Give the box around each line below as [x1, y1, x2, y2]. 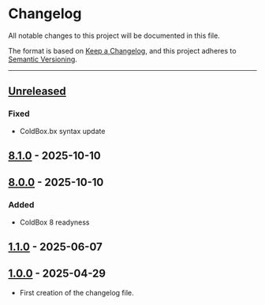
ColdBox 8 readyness [19, 218, 90, 227]
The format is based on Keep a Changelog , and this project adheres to [8, 46, 237, 55]
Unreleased [8, 84, 67, 99]
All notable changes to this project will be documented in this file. [8, 31, 221, 40]
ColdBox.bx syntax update [19, 126, 106, 136]
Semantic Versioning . [8, 54, 77, 64]
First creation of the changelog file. [19, 288, 134, 297]
